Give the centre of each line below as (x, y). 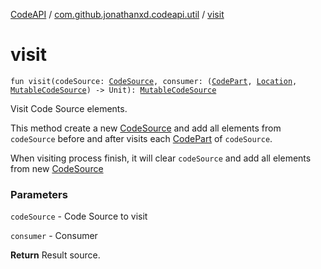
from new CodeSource (57, 168)
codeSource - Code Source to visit (79, 216)
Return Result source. (55, 255)
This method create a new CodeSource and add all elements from (146, 128)
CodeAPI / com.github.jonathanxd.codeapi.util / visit (117, 14)
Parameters (39, 194)
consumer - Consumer (54, 236)
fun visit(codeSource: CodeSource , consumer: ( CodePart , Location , (154, 81)
